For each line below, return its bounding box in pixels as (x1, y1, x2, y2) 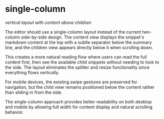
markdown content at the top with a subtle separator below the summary (5, 39, 152, 45)
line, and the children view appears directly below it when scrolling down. (5, 44, 153, 50)
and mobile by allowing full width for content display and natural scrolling (5, 104, 153, 110)
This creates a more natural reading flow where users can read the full (5, 54, 147, 59)
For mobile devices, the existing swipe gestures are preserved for (5, 79, 138, 85)
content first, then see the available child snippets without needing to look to (5, 59, 160, 65)
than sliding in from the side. (5, 89, 63, 95)
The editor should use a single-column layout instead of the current (5, 29, 141, 35)
